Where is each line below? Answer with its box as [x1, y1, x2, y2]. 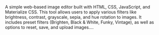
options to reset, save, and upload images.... [5, 24, 94, 30]
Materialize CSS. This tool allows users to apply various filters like [5, 9, 137, 15]
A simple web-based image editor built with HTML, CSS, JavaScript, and [5, 4, 151, 10]
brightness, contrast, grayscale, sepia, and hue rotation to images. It [5, 14, 142, 20]
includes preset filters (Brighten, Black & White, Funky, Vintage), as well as [5, 19, 154, 25]
